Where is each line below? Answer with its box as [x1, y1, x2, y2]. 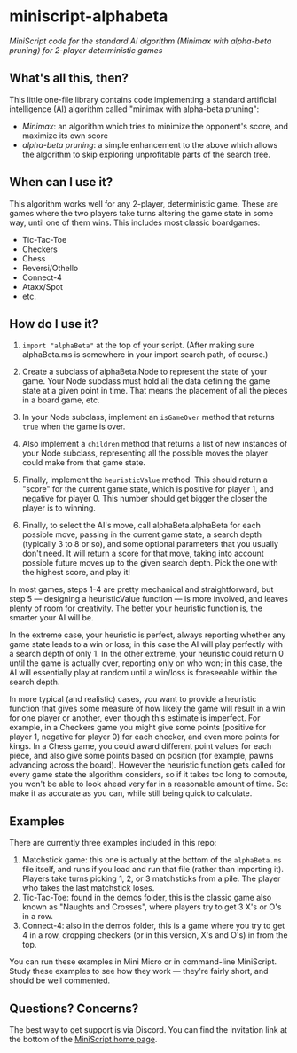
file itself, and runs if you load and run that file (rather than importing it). [21, 864, 284, 875]
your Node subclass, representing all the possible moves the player [21, 448, 269, 458]
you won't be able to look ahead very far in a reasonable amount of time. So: [9, 778, 289, 790]
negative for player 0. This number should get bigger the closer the [21, 494, 268, 504]
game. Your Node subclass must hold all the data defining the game [21, 376, 270, 386]
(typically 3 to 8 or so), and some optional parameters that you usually [21, 539, 279, 550]
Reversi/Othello [21, 262, 79, 273]
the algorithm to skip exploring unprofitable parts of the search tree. [21, 149, 270, 160]
